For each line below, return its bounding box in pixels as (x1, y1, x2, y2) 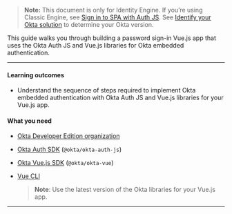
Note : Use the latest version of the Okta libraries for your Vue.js (34, 186, 216, 194)
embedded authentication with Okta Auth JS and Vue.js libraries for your (17, 93, 224, 102)
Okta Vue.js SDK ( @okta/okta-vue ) (17, 159, 114, 167)
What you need (7, 117, 52, 125)
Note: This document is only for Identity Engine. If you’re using (23, 6, 203, 14)
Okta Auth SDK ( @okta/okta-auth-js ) (17, 145, 122, 154)
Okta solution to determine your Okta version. (23, 21, 154, 28)
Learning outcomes (7, 70, 64, 79)
